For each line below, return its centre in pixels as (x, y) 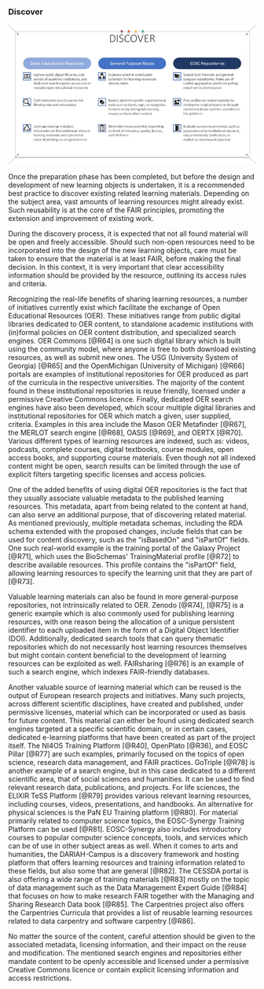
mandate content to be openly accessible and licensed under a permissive (128, 961)
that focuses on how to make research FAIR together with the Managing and (131, 896)
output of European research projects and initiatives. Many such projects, (127, 696)
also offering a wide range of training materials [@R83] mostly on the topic (129, 880)
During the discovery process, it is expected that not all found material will (128, 233)
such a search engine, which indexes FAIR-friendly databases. (109, 672)
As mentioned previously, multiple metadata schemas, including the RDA (126, 523)
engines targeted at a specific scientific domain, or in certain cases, (118, 729)
